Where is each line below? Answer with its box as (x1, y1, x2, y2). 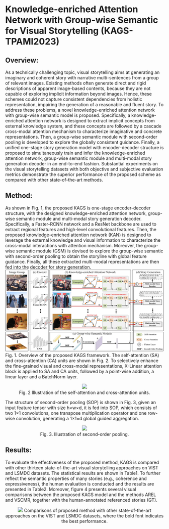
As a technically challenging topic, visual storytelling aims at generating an (5, 69, 160, 75)
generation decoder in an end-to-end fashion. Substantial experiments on (5, 161, 158, 166)
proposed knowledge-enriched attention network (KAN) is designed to (5, 232, 152, 238)
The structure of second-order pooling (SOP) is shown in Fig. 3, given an (5, 399, 156, 405)
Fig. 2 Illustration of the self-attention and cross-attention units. (19, 389, 150, 395)
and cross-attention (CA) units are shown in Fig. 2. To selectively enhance (5, 358, 158, 364)
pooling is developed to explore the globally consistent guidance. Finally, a (5, 139, 160, 145)
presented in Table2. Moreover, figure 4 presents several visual (5, 486, 136, 492)
